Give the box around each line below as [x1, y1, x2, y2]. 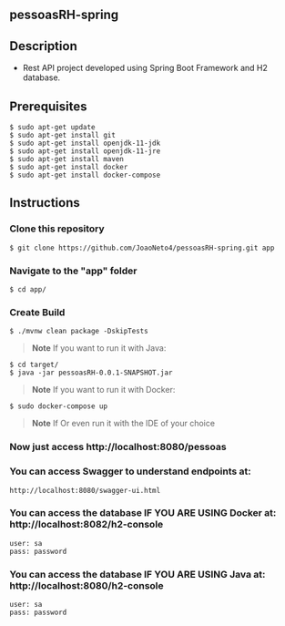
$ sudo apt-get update [9, 123, 96, 132]
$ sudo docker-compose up [9, 402, 107, 411]
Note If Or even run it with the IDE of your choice [31, 418, 216, 429]
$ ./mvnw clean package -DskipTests [9, 327, 148, 336]
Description [9, 38, 77, 54]
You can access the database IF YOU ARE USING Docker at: [9, 507, 277, 519]
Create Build [9, 305, 66, 318]
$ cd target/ [9, 360, 59, 370]
